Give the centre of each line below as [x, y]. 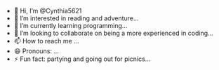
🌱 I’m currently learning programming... [71, 26]
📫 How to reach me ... [46, 41]
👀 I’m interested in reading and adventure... [76, 18]
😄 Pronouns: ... [36, 51]
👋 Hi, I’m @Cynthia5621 [48, 11]
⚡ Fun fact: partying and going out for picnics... [82, 59]
